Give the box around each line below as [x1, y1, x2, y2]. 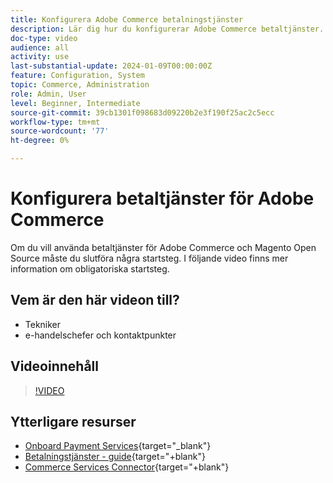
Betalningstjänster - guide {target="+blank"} [24, 451, 206, 463]
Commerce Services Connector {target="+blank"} [24, 461, 230, 473]
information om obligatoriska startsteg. [10, 262, 170, 275]
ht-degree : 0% [10, 136, 70, 146]
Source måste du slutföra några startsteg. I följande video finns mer [10, 252, 289, 264]
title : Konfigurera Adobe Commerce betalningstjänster [10, 14, 244, 25]
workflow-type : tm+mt [10, 117, 101, 127]
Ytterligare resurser [10, 413, 137, 430]
